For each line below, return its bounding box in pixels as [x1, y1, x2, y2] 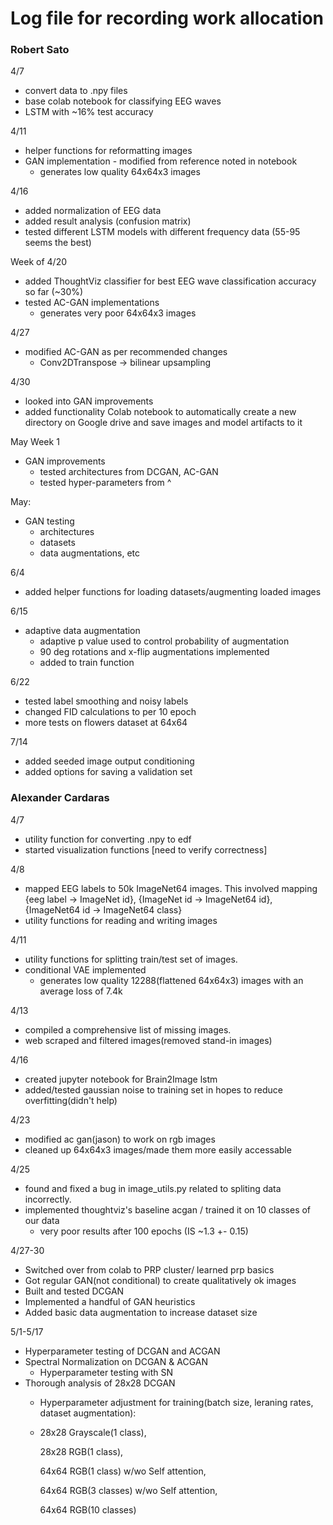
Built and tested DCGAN [24, 1285, 125, 1297]
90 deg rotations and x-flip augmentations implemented [39, 646, 270, 658]
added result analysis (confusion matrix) [24, 215, 192, 227]
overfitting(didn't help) [24, 1094, 118, 1106]
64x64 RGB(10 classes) [39, 1503, 137, 1516]
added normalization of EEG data [24, 205, 162, 217]
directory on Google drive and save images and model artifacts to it [24, 417, 303, 429]
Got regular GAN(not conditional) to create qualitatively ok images [24, 1274, 297, 1286]
